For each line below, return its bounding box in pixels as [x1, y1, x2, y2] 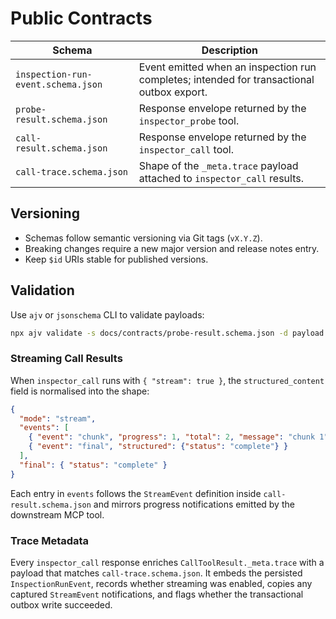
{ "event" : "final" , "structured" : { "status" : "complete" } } [28, 442, 289, 452]
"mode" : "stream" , [19, 413, 97, 424]
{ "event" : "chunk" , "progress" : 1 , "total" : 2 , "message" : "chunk [28, 432, 316, 442]
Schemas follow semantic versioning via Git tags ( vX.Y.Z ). [24, 232, 263, 244]
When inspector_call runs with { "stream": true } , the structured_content [10, 374, 325, 386]
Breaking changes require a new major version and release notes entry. [24, 242, 320, 254]
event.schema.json [15, 78, 103, 90]
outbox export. [138, 85, 208, 99]
